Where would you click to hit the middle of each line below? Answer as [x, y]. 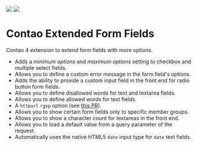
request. [25, 131]
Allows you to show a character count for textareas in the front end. [97, 118]
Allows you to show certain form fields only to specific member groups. [102, 112]
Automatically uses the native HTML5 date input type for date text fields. [103, 137]
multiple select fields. [41, 67]
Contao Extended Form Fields [80, 34]
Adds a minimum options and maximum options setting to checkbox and [103, 61]
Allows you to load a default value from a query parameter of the [93, 124]
